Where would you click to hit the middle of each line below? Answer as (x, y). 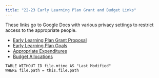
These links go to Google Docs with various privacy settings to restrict (79, 25)
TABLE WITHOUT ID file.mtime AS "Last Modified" (58, 66)
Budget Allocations (33, 56)
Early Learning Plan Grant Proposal (50, 40)
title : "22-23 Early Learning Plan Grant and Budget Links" (71, 10)
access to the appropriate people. (41, 30)
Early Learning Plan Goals (40, 45)
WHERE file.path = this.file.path (42, 70)
